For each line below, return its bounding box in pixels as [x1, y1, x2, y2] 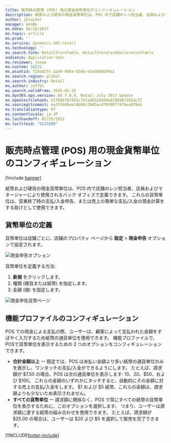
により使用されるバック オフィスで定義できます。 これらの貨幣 [27, 192, 159, 198]
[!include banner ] [5, 174, 42, 181]
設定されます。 [14, 242, 45, 248]
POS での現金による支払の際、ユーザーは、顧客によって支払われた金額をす [5, 328, 162, 334]
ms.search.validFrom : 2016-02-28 [5, 88, 76, 93]
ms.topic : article [5, 31, 44, 36]
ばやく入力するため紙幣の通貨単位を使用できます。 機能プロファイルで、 [5, 335, 158, 341]
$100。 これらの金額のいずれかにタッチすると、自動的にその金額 [18, 378, 155, 384]
